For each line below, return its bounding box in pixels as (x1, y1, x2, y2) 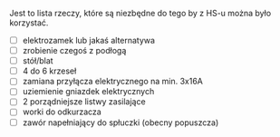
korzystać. (9, 17, 49, 28)
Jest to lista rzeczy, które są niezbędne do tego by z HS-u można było (9, 8, 272, 18)
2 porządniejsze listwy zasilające (22, 96, 147, 107)
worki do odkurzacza (22, 106, 101, 117)
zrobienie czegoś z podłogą (22, 45, 127, 56)
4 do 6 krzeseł (22, 65, 77, 76)
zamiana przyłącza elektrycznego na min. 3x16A (22, 76, 204, 87)
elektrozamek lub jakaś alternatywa (22, 35, 156, 45)
